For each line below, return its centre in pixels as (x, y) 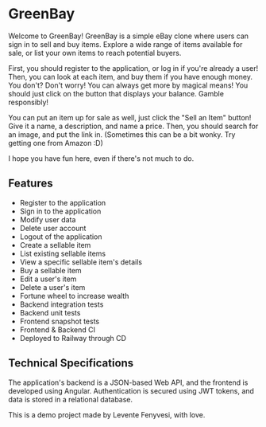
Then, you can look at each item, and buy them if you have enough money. (130, 76)
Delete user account (53, 228)
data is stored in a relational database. (71, 399)
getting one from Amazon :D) (56, 143)
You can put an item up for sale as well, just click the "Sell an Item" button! (130, 117)
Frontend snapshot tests (60, 321)
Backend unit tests (50, 312)
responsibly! (29, 102)
